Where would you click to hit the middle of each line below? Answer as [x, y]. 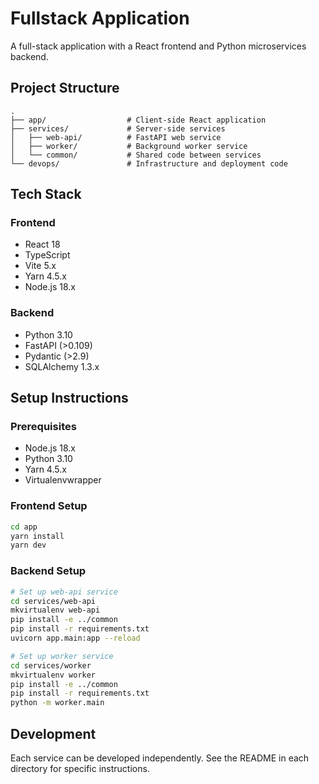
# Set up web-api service [64, 592]
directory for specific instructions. [80, 768]
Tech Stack [46, 194]
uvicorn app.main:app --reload [75, 638]
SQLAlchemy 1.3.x [62, 366]
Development [53, 733]
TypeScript [47, 255]
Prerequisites [43, 427]
